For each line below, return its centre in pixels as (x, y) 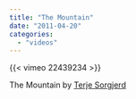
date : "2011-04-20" (46, 26)
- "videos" (38, 42)
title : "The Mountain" (51, 17)
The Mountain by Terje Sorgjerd (68, 85)
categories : (31, 34)
